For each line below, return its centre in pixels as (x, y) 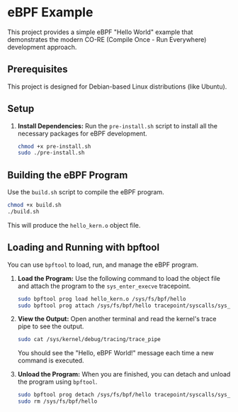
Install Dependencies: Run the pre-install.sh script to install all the (118, 126)
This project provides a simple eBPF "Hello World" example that (100, 32)
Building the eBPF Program (68, 175)
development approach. (42, 47)
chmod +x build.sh (34, 205)
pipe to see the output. (51, 326)
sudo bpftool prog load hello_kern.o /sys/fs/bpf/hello (102, 299)
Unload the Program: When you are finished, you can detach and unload (124, 374)
